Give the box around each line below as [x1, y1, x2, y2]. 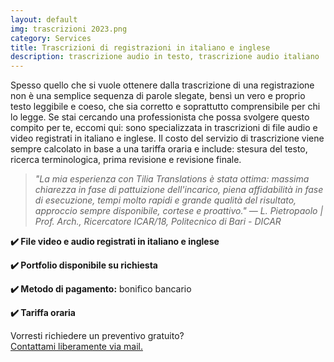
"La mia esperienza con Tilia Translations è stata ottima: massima [34, 173, 310, 185]
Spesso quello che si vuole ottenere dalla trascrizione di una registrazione [10, 79, 315, 91]
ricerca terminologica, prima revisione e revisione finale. [10, 154, 242, 166]
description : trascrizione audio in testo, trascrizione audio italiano [10, 52, 320, 62]
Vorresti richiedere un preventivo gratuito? [10, 330, 185, 342]
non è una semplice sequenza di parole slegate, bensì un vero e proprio [10, 90, 306, 102]
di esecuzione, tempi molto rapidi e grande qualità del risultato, [34, 194, 297, 206]
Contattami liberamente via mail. [10, 341, 143, 353]
